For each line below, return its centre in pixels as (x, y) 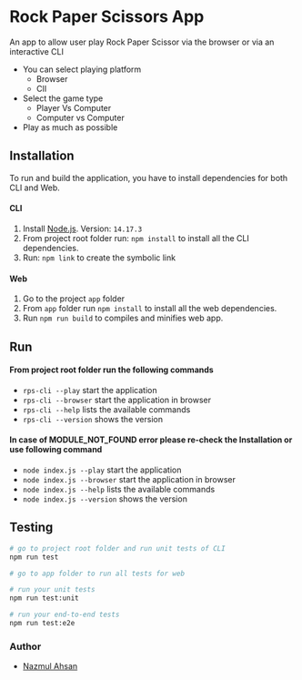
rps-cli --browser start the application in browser (117, 400)
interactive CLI (36, 51)
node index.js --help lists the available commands (119, 489)
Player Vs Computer (74, 107)
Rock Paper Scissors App (107, 17)
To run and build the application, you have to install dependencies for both (149, 178)
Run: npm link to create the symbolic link (99, 258)
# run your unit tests (52, 590)
